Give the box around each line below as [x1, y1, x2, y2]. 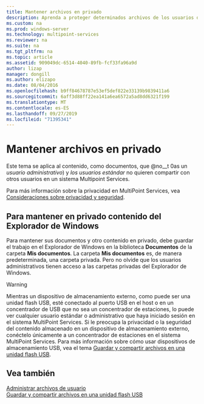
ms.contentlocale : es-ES [6, 104, 69, 111]
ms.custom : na [6, 20, 42, 26]
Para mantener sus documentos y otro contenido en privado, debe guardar [6, 237, 194, 244]
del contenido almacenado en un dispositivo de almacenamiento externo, [6, 325, 190, 332]
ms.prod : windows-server [6, 26, 69, 32]
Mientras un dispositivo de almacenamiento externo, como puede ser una [6, 293, 191, 300]
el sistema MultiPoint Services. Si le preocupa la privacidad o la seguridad [6, 318, 191, 326]
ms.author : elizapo [6, 77, 56, 83]
